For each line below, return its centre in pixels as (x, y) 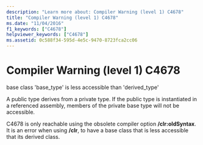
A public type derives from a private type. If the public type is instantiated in (101, 99)
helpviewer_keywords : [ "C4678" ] (47, 35)
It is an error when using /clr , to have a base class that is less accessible (98, 130)
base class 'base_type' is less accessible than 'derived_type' (83, 87)
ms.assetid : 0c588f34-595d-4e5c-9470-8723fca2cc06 (72, 40)
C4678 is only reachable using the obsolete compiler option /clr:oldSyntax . (101, 124)
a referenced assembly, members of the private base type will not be (93, 105)
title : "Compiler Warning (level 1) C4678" (62, 18)
